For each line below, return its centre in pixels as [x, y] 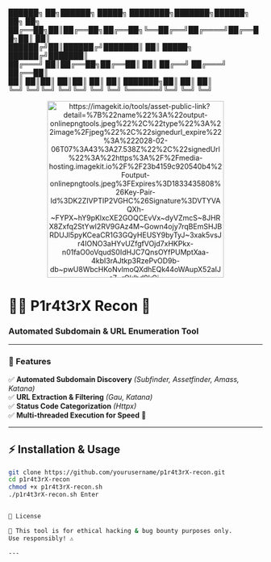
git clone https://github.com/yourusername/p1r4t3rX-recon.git [117, 472]
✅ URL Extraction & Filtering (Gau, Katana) [81, 396]
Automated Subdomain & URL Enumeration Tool [104, 331]
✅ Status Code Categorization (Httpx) [73, 406]
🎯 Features [30, 362]
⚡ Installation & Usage [65, 449]
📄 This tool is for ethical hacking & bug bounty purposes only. [120, 531]
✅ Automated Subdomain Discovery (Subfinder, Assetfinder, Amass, [124, 379]
